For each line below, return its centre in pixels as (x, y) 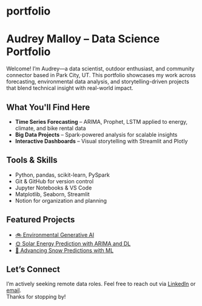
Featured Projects (41, 220)
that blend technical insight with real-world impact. (70, 88)
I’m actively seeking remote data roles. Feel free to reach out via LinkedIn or (101, 284)
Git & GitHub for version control (54, 181)
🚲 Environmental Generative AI (55, 234)
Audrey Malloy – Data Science (83, 39)
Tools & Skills (32, 160)
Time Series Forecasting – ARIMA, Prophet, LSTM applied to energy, (101, 121)
